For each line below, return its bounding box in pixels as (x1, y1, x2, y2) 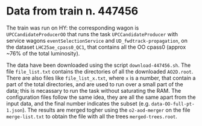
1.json (6, 107, 23, 113)
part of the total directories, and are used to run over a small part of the (6, 80, 183, 88)
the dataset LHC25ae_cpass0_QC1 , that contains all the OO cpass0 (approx (6, 43, 186, 51)
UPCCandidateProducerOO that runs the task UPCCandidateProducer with (6, 30, 178, 37)
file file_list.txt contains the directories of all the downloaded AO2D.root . (6, 68, 194, 75)
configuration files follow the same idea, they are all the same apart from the (6, 93, 196, 101)
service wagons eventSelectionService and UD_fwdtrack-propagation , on (6, 37, 188, 44)
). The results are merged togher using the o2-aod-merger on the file (22, 106, 191, 113)
